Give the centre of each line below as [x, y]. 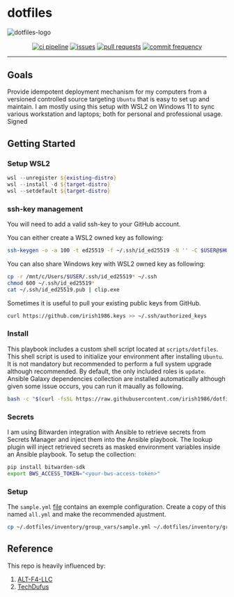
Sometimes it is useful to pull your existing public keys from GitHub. [104, 303]
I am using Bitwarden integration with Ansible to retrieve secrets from [107, 432]
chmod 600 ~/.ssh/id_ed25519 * [51, 283]
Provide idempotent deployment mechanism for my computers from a [107, 92]
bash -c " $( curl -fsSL [40, 399]
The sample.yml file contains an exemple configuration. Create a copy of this [117, 506]
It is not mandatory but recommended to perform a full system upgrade [110, 364]
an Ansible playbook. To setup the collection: [72, 454]
